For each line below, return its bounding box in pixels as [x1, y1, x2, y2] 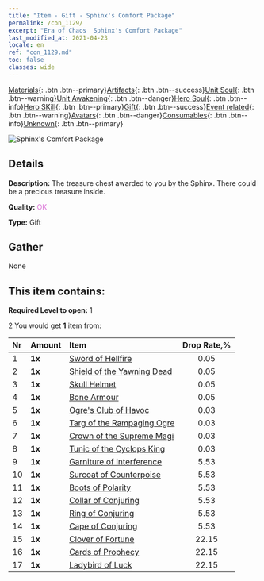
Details [8, 157, 44, 171]
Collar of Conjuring [68, 495, 140, 506]
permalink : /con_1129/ [8, 19, 83, 27]
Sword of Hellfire [68, 353, 132, 364]
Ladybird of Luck [68, 560, 132, 571]
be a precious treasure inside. [8, 187, 105, 196]
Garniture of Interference [68, 456, 163, 467]
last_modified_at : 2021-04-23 [8, 33, 109, 42]
